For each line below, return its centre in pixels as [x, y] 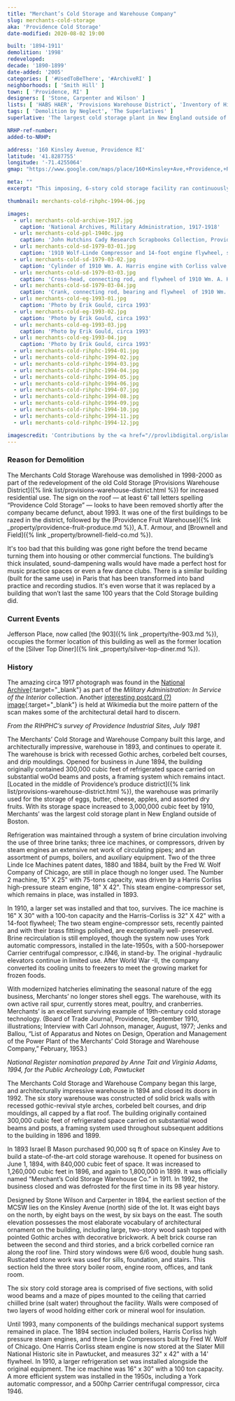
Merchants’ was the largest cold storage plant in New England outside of [112, 814]
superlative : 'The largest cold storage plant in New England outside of [117, 118]
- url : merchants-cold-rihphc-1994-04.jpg [76, 370]
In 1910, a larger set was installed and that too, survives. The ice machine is [115, 908]
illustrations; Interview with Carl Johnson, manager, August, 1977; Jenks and [117, 1026]
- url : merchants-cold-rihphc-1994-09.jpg [76, 403]
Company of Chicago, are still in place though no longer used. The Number [115, 872]
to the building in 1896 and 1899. [54, 1136]
